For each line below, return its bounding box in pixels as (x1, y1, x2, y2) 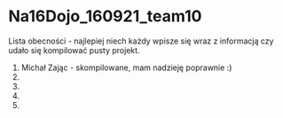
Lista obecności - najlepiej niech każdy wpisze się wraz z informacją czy (8, 35, 274, 46)
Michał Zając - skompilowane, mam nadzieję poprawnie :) (20, 62, 232, 73)
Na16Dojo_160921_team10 (8, 6, 202, 27)
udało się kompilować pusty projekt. (8, 44, 140, 55)
